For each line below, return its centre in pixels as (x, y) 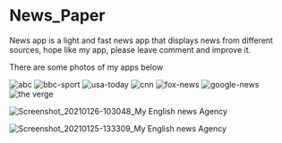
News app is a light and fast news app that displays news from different (141, 40)
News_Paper (57, 16)
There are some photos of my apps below (86, 67)
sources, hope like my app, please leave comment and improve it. (130, 49)
